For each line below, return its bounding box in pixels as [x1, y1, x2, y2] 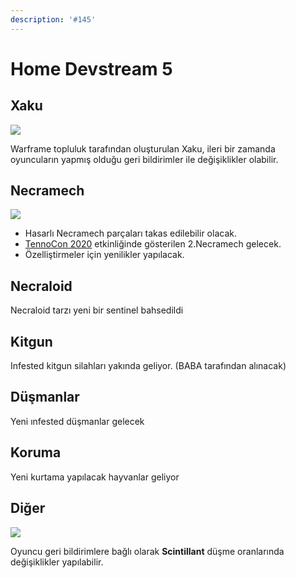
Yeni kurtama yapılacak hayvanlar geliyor [10, 471, 180, 483]
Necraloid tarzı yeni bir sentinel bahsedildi [10, 304, 184, 316]
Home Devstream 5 [10, 57, 173, 80]
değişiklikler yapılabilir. [10, 556, 104, 568]
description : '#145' [10, 14, 97, 25]
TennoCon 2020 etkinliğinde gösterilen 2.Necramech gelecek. [24, 238, 282, 250]
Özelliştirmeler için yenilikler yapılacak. [24, 249, 185, 261]
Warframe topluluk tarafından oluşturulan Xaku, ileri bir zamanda [10, 142, 276, 155]
